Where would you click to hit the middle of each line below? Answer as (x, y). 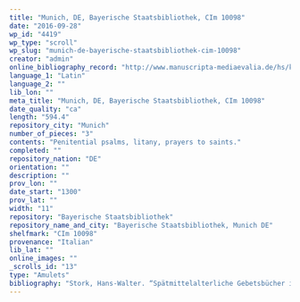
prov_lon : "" (33, 184)
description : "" (39, 175)
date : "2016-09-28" (46, 26)
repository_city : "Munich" (59, 126)
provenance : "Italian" (51, 242)
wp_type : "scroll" (43, 42)
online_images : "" (43, 259)
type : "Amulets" (39, 275)
